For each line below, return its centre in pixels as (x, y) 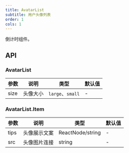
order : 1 (14, 19)
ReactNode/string (80, 133)
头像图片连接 (39, 142)
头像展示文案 (39, 133)
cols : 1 (13, 24)
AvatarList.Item (25, 109)
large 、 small (64, 93)
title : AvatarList (25, 10)
